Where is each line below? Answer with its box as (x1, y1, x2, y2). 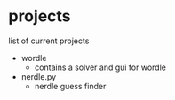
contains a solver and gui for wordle (34, 62, 166, 73)
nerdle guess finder (34, 81, 107, 91)
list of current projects (8, 35, 90, 46)
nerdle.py (20, 71, 57, 81)
